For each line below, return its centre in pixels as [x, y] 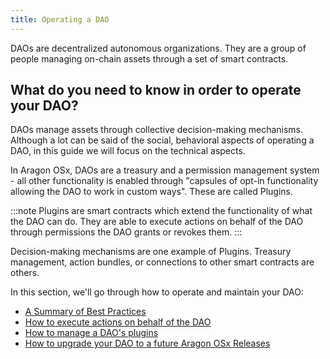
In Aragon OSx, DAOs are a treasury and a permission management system [165, 170]
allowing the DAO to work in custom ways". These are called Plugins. [152, 192]
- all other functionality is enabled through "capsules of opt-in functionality [164, 181]
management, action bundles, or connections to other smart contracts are [162, 262]
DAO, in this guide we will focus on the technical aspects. [128, 151]
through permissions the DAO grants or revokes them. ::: [126, 232]
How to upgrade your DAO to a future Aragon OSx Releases [147, 343]
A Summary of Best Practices [85, 312]
